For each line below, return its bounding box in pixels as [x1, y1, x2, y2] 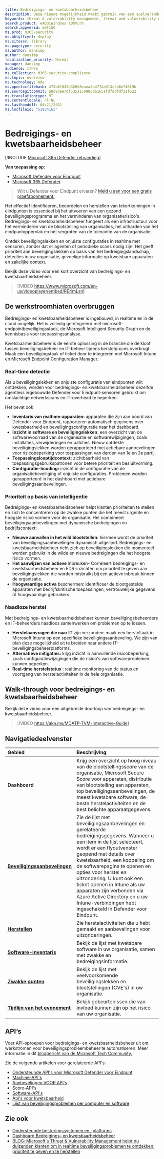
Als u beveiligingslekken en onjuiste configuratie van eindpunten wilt [5, 379, 143, 385]
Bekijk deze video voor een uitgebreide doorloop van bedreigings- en [5, 706, 145, 712]
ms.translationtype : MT [5, 93, 54, 98]
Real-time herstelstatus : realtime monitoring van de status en [12, 666, 139, 672]
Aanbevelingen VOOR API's [12, 1079, 67, 1085]
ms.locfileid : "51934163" [5, 107, 58, 112]
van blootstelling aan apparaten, [76, 782, 150, 788]
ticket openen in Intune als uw [76, 881, 145, 888]
